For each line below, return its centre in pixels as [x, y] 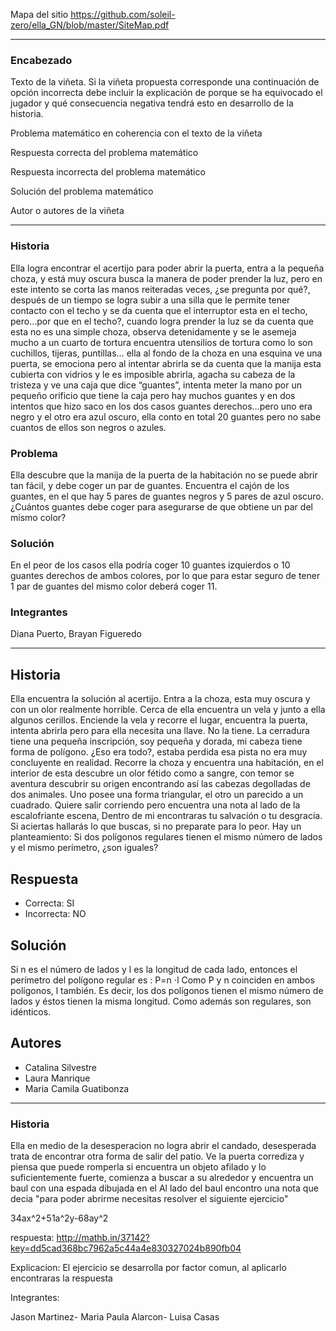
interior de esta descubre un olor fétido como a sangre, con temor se [152, 773]
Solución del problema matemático [82, 191]
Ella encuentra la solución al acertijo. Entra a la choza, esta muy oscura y [160, 699]
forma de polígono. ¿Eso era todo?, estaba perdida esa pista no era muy [159, 752]
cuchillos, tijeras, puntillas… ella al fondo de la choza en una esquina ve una [166, 353]
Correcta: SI [49, 903]
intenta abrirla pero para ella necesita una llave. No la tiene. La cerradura [160, 731]
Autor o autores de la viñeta [67, 211]
